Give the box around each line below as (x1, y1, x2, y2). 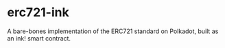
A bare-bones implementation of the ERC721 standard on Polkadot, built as (7, 27, 219, 35)
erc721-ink (7, 5, 70, 20)
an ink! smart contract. (7, 34, 71, 42)
